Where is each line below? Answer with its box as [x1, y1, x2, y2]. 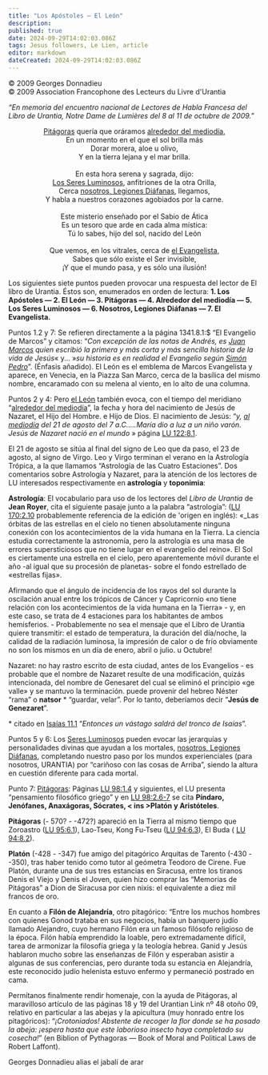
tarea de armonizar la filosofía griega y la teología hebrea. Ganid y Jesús [8, 940, 248, 950]
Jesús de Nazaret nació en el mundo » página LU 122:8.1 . [8, 428, 198, 437]
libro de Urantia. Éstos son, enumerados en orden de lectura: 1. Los [8, 286, 230, 296]
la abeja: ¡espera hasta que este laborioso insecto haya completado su [8, 1025, 244, 1034]
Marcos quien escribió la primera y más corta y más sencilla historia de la [8, 344, 254, 354]
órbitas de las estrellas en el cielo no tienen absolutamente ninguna [8, 518, 230, 529]
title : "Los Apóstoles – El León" [8, 11, 124, 20]
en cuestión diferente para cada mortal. [8, 768, 138, 778]
